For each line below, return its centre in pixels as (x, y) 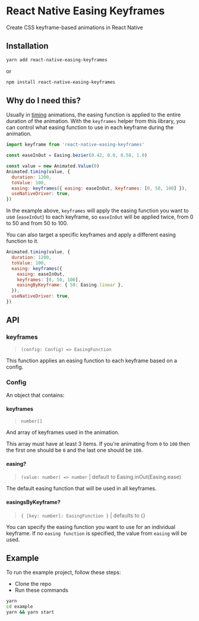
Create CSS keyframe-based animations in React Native (75, 27)
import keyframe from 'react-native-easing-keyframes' (75, 145)
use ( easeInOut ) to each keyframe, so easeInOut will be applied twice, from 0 (100, 217)
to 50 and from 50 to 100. (37, 223)
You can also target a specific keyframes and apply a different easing (91, 235)
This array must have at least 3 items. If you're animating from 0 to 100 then (98, 444)
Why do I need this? (44, 100)
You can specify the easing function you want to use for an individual (91, 527)
